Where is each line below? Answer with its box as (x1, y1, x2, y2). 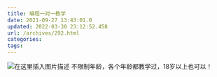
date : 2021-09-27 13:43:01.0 (7, 17, 92, 24)
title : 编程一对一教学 (7, 10, 66, 17)
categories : (7, 36, 42, 43)
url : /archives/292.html (7, 29, 80, 37)
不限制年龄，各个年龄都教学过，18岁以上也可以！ (71, 62, 213, 70)
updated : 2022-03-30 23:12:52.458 (7, 23, 108, 30)
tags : (7, 42, 23, 49)
